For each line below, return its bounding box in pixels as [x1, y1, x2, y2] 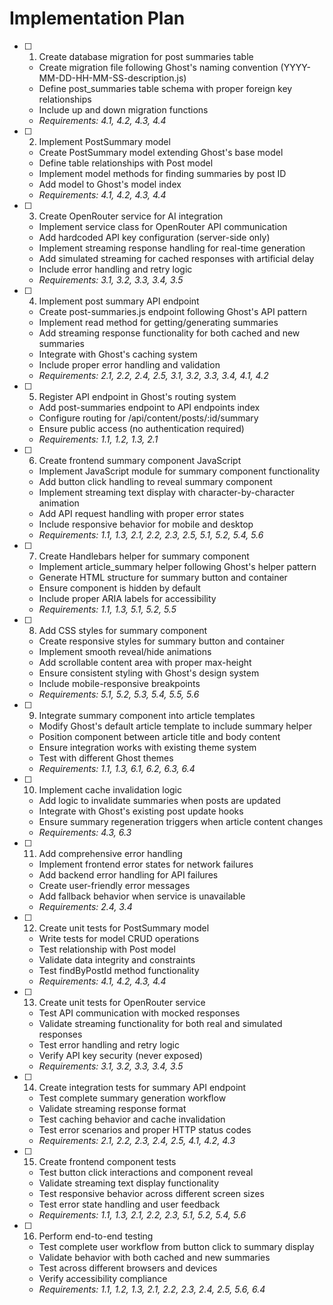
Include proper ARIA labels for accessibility [38, 592, 217, 604]
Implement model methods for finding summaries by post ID [38, 167, 287, 179]
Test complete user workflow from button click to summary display [38, 1240, 315, 1252]
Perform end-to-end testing [38, 1230, 154, 1242]
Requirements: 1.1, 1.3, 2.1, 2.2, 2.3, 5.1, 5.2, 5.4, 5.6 [38, 1208, 247, 1221]
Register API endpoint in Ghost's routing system [38, 390, 237, 402]
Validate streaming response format [38, 1102, 187, 1114]
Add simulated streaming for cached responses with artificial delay [38, 252, 315, 264]
